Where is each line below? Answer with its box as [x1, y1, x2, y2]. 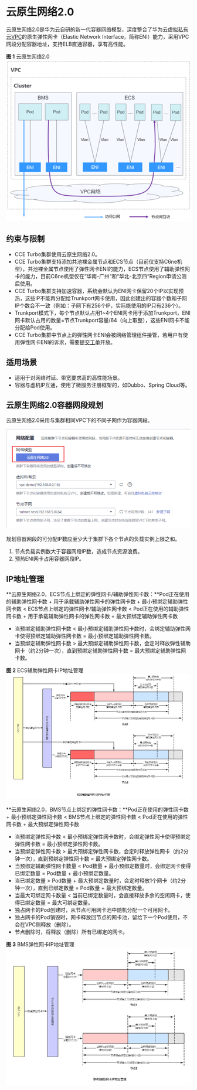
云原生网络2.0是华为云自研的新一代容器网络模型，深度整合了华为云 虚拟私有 [6, 26, 189, 33]
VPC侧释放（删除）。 [25, 921, 74, 928]
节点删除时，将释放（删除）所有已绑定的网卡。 [14, 928, 128, 935]
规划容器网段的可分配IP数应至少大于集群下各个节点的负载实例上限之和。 [6, 536, 181, 543]
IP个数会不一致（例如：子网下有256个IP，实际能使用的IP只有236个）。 [14, 302, 184, 309]
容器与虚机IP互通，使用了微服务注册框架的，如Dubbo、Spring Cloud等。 [14, 381, 191, 389]
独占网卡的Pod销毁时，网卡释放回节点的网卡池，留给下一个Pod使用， [14, 914, 183, 921]
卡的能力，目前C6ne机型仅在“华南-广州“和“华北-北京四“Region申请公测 [14, 272, 187, 280]
